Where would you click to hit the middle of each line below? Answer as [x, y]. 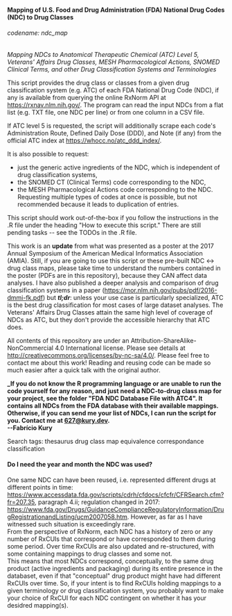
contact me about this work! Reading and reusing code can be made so [109, 363]
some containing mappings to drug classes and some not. [90, 553]
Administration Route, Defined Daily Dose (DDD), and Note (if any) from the [114, 133]
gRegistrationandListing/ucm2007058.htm [68, 517]
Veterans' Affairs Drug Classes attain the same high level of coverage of [110, 312]
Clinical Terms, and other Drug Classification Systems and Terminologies [112, 69]
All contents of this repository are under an [68, 340]
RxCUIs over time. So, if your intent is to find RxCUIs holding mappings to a [114, 583]
